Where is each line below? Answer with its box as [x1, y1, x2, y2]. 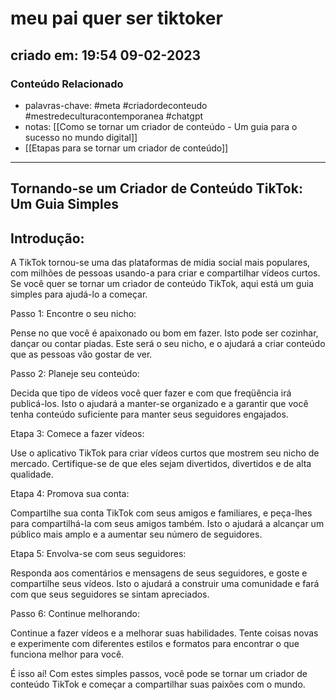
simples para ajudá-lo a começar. [10, 288, 148, 301]
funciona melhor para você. [10, 648, 125, 661]
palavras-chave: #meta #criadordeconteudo [24, 99, 208, 111]
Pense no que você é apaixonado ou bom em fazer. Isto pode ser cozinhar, [10, 327, 319, 339]
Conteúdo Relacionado [10, 77, 124, 91]
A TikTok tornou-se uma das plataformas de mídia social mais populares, [10, 257, 311, 269]
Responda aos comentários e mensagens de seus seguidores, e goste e [10, 567, 308, 579]
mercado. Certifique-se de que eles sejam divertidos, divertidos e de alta [10, 458, 312, 470]
